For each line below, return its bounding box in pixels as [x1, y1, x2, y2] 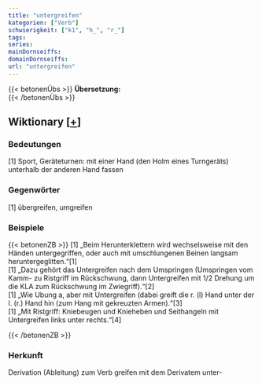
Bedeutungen [8, 139, 61, 150]
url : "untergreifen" [8, 63, 76, 71]
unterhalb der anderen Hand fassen [8, 165, 124, 174]
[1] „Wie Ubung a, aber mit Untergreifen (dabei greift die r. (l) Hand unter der [8, 290, 254, 299]
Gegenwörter [8, 185, 61, 196]
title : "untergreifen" [8, 11, 83, 20]
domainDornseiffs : [8, 56, 68, 64]
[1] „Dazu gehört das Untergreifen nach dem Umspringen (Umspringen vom [8, 265, 253, 275]
